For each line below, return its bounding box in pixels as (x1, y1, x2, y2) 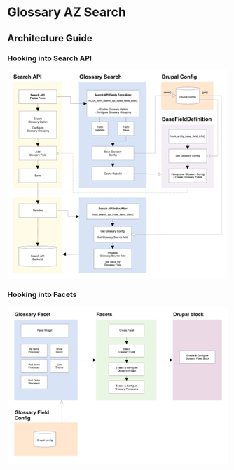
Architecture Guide (7, 32, 92, 44)
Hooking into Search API (7, 53, 92, 63)
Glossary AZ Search (7, 4, 127, 20)
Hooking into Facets (7, 289, 77, 299)
